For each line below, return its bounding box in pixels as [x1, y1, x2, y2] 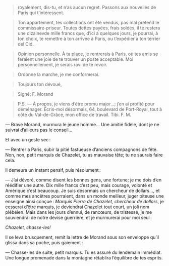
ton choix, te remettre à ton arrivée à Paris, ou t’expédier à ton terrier [17, 35, 160, 42]
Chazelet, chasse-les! [5, 224, 51, 230]
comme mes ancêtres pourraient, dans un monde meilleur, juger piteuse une [5, 193, 164, 199]
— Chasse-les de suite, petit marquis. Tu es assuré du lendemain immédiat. [5, 249, 162, 255]
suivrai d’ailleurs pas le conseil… [5, 127, 73, 133]
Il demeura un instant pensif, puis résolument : [5, 167, 101, 173]
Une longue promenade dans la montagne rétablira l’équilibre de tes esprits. [5, 255, 163, 260]
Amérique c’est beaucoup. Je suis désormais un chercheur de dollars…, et [5, 187, 160, 194]
